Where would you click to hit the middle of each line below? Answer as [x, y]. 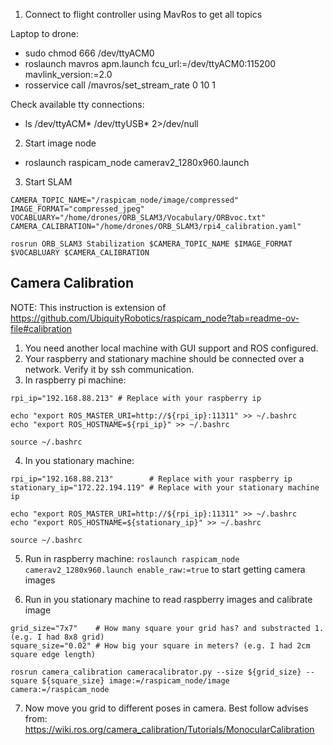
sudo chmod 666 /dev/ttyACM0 [89, 53]
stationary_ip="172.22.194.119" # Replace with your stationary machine [165, 487]
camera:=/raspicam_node [60, 689]
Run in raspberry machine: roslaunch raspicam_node [132, 558]
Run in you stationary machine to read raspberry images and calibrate [168, 599]
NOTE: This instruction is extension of [88, 307]
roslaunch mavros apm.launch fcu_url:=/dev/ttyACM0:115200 [150, 63]
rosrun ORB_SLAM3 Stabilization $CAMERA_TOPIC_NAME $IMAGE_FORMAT [151, 244]
